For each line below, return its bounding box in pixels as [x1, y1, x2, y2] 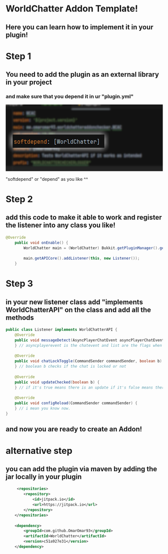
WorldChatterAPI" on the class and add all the [5, 305, 152, 314]
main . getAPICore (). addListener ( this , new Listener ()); [23, 256, 140, 261]
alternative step [5, 445, 73, 456]
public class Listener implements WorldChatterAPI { [5, 327, 118, 332]
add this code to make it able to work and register [5, 213, 162, 222]
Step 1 [5, 50, 31, 62]
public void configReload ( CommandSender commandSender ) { [14, 401, 138, 406]
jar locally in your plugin [5, 472, 82, 481]
